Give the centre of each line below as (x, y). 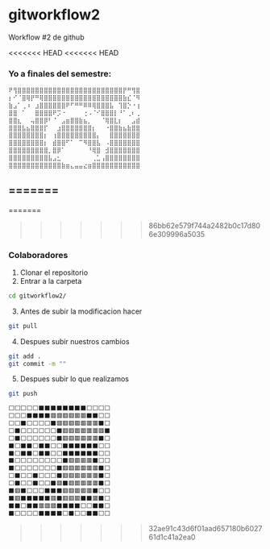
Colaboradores (38, 255)
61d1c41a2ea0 (172, 537)
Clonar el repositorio (54, 272)
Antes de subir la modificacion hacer (81, 311)
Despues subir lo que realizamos (74, 379)
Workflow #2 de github (46, 37)
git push (23, 394)
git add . (25, 356)
